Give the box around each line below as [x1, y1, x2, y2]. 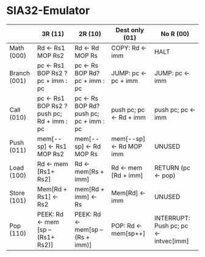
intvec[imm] [154, 236, 189, 245]
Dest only [115, 26, 145, 34]
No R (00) [160, 29, 190, 38]
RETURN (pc [154, 163, 191, 172]
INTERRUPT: [154, 214, 190, 222]
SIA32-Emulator [6, 4, 90, 18]
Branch [9, 68, 31, 77]
